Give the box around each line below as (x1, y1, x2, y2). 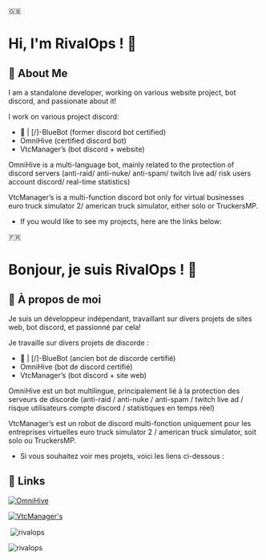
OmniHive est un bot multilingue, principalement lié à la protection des (8, 386, 240, 396)
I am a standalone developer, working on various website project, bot (8, 87, 236, 97)
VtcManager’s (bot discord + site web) (19, 371, 147, 379)
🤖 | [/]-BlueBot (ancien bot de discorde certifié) (19, 354, 176, 363)
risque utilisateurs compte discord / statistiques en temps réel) (8, 404, 215, 412)
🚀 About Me (8, 67, 68, 80)
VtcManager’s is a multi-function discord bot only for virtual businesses (8, 193, 244, 202)
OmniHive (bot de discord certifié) (19, 362, 133, 371)
